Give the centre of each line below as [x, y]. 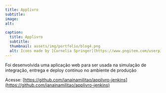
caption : [14, 33]
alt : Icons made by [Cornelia [41, 51]
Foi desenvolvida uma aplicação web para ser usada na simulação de [76, 65]
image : [12, 19]
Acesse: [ [15, 80]
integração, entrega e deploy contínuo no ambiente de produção [71, 70]
